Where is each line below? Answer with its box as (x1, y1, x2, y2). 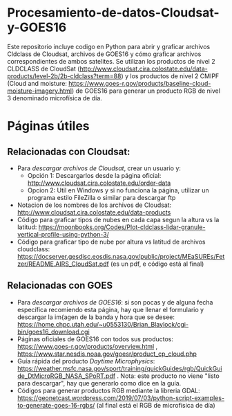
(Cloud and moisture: (7, 79, 68, 87)
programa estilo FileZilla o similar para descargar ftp (27, 193, 176, 201)
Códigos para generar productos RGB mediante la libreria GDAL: (17, 386, 200, 395)
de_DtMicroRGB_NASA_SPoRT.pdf (17, 372, 116, 380)
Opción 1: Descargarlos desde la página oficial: (27, 171, 162, 179)
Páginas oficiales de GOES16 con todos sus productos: (17, 334, 174, 343)
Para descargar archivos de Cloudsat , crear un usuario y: (17, 164, 182, 172)
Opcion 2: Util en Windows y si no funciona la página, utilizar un (27, 186, 209, 195)
